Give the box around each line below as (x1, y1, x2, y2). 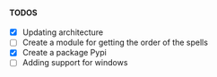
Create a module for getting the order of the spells (22, 37, 209, 48)
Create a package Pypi (22, 47, 108, 58)
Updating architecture (22, 27, 104, 38)
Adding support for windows (22, 57, 128, 68)
